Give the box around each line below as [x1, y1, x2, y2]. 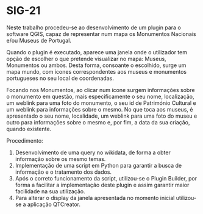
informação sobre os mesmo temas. [15, 155, 106, 162]
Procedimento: [6, 137, 44, 144]
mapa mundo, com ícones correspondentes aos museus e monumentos [6, 68, 187, 75]
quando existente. [6, 125, 52, 132]
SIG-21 [6, 4, 41, 18]
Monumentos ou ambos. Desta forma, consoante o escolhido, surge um [6, 62, 187, 69]
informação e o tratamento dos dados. [15, 168, 112, 176]
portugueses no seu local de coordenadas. [6, 74, 114, 82]
